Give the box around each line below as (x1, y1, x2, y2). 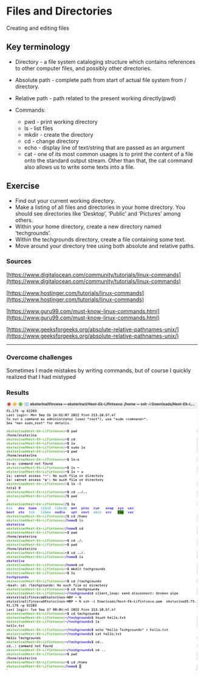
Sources (6, 257, 32, 265)
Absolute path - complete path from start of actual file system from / (15, 76, 186, 83)
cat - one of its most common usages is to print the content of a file (24, 150, 193, 157)
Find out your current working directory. (15, 197, 115, 204)
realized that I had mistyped (6, 374, 76, 381)
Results (6, 389, 29, 397)
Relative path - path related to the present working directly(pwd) (15, 94, 176, 101)
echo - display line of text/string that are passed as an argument (24, 144, 185, 151)
